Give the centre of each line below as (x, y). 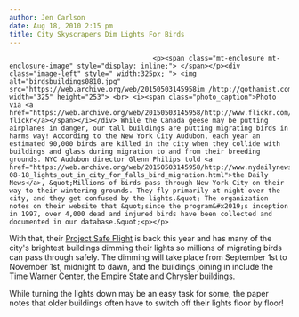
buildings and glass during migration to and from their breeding (135, 152)
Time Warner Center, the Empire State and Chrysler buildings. (122, 276)
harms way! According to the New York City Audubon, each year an (135, 136)
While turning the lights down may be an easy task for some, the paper (139, 294)
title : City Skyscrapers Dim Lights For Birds (97, 34)
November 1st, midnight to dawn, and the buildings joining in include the (141, 267)
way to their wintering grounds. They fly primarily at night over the (145, 191)
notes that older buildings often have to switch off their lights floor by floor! (147, 303)
